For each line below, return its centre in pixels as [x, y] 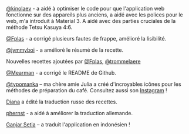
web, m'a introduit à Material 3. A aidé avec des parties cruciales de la [91, 21]
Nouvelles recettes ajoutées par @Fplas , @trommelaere [73, 61]
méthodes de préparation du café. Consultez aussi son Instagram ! [87, 90]
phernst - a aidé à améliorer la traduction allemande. [70, 113]
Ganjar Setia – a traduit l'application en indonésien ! [68, 125]
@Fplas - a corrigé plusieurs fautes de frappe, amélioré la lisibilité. [86, 38]
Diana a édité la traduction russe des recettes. [62, 102]
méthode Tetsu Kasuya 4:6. [39, 27]
